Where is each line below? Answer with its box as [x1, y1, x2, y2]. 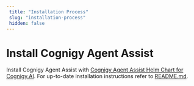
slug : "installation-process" [9, 15, 86, 21]
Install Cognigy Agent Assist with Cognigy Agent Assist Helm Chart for [6, 66, 184, 73]
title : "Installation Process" [9, 8, 88, 15]
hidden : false [9, 20, 45, 26]
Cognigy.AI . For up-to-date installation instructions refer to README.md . [6, 73, 189, 80]
